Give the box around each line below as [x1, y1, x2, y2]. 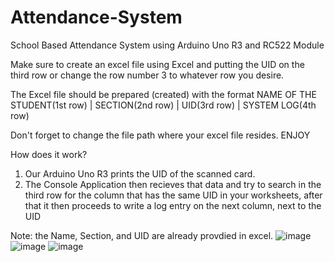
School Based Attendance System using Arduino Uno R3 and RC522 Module [10, 39, 325, 51]
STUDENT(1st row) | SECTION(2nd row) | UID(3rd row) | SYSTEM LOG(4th [10, 99, 317, 111]
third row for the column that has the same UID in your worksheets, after [24, 189, 323, 201]
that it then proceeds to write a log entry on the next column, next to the [24, 199, 322, 211]
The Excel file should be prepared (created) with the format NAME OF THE [10, 88, 317, 100]
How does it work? [10, 148, 88, 160]
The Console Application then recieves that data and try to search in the [24, 178, 322, 190]
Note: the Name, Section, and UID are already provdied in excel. [10, 229, 274, 241]
